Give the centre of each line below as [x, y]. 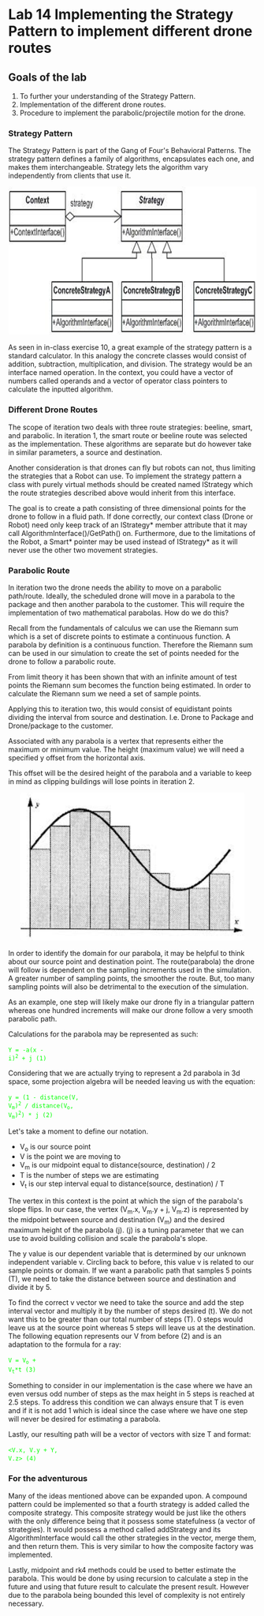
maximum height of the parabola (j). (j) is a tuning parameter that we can [126, 1230]
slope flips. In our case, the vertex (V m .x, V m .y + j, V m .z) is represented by [128, 1210]
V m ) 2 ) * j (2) [31, 1115]
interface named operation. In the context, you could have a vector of [121, 373]
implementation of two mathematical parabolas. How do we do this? [119, 613]
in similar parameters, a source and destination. [86, 452]
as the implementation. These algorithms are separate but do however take [130, 444]
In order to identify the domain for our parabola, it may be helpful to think [126, 953]
